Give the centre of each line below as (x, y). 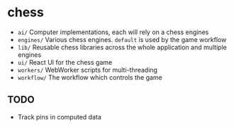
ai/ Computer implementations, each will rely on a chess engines (113, 32)
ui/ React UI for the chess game (65, 62)
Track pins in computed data (59, 117)
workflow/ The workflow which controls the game (90, 77)
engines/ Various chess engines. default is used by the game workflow (122, 39)
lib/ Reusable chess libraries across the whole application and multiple (122, 47)
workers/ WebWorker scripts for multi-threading (88, 70)
